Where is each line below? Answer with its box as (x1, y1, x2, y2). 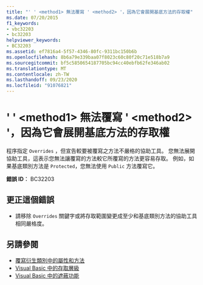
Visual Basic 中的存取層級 (15, 264, 80, 272)
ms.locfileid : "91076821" (6, 83, 72, 89)
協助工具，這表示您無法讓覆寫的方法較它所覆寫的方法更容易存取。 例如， (6, 155, 189, 162)
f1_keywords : (6, 20, 40, 26)
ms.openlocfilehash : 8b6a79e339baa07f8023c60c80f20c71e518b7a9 (6, 54, 170, 60)
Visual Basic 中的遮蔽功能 (15, 272, 80, 279)
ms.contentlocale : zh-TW (6, 71, 69, 77)
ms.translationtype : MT (6, 65, 67, 72)
